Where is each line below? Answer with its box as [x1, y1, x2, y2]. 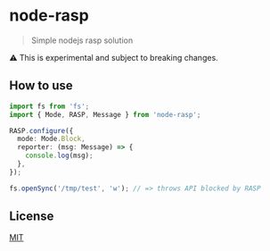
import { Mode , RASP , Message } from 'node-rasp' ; [9, 110, 201, 119]
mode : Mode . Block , [17, 135, 86, 144]
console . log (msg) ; [25, 151, 94, 161]
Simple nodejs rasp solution [30, 35, 134, 46]
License [9, 209, 54, 224]
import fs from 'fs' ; [9, 102, 90, 111]
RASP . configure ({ [9, 126, 74, 135]
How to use [9, 78, 73, 94]
